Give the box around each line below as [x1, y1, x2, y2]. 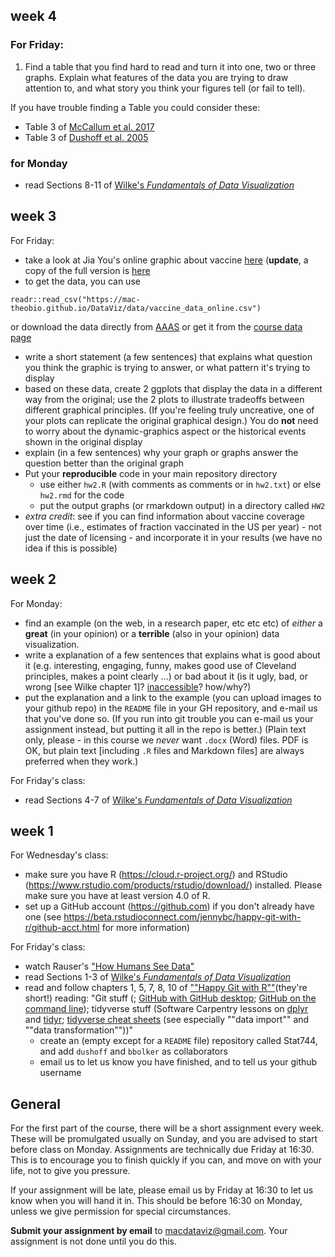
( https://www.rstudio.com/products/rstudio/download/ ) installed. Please [24, 879, 323, 891]
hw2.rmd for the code [39, 489, 125, 501]
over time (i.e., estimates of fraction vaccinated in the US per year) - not [24, 520, 322, 533]
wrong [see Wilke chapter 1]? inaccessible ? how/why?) [24, 680, 252, 693]
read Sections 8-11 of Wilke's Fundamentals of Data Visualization [24, 179, 295, 191]
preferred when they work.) [24, 755, 139, 767]
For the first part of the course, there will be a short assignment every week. [10, 1122, 325, 1134]
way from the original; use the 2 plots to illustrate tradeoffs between [24, 393, 305, 405]
